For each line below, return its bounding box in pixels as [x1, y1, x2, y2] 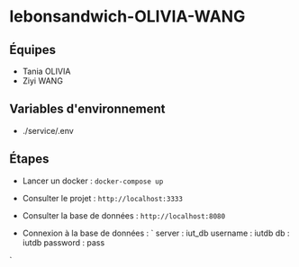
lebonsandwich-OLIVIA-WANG [9, 6, 246, 27]
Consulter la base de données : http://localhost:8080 [22, 209, 226, 221]
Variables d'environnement [9, 102, 166, 117]
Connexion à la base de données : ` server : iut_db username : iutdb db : [22, 227, 290, 238]
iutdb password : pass [22, 236, 105, 248]
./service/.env [22, 125, 74, 136]
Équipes [9, 42, 57, 58]
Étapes [9, 151, 50, 167]
